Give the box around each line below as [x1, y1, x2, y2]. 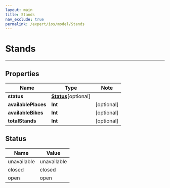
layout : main [5, 7, 33, 13]
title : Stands [5, 12, 35, 17]
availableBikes [8, 109, 44, 116]
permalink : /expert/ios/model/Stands [5, 21, 85, 27]
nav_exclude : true [5, 17, 44, 22]
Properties [5, 69, 39, 78]
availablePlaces [8, 101, 47, 108]
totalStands [8, 117, 36, 124]
